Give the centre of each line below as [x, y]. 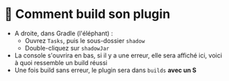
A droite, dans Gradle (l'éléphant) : [63, 33]
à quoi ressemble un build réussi [61, 62]
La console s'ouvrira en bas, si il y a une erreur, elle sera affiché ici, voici [118, 55]
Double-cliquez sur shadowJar [67, 48]
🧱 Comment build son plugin [87, 14]
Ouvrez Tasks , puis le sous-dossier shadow [85, 40]
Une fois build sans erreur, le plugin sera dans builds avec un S [105, 70]
